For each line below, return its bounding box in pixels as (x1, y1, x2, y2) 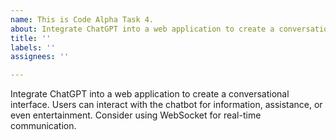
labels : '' (10, 42, 56, 53)
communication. (10, 120, 77, 132)
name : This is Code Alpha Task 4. (10, 14, 155, 25)
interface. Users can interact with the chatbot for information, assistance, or (10, 99, 323, 111)
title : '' (10, 33, 52, 43)
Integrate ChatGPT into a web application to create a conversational (10, 88, 290, 100)
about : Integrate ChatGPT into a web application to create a (10, 24, 275, 34)
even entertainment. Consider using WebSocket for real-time (10, 109, 262, 121)
